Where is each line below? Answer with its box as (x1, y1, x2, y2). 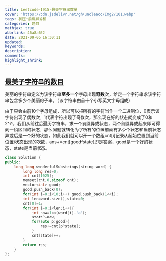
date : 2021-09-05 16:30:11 (5, 35, 61, 40)
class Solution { (5, 155, 41, 160)
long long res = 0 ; (23, 169, 58, 174)
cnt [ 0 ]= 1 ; (23, 201, 43, 206)
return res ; (23, 242, 48, 247)
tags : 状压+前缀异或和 (5, 16, 47, 21)
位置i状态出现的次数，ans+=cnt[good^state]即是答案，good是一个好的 (5, 139, 149, 145)
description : (5, 48, 32, 53)
